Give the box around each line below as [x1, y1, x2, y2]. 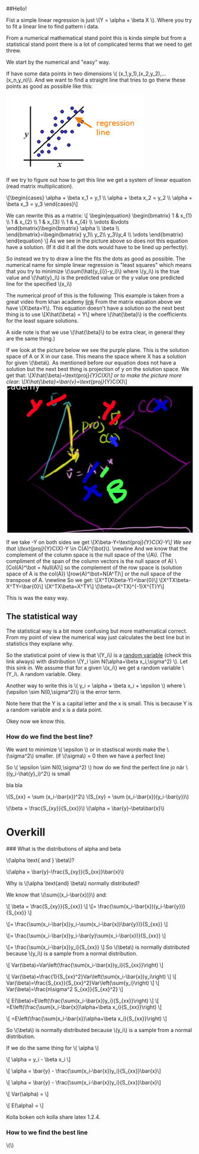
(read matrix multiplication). [6, 183, 74, 190]
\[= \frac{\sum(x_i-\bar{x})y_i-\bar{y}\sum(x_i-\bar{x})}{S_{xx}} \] [6, 932, 166, 939]
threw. [6, 47, 22, 54]
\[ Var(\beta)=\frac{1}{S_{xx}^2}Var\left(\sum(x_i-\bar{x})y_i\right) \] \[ [6, 973, 176, 980]
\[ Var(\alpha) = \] [6, 1090, 49, 1098]
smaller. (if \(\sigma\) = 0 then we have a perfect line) [35, 752, 166, 759]
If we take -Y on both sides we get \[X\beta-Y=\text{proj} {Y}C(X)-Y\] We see [6, 538, 192, 546]
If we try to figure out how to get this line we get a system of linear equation [6, 177, 191, 183]
